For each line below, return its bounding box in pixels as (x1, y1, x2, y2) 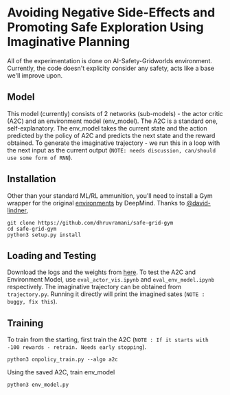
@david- (186, 199, 211, 207)
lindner (7, 206, 27, 214)
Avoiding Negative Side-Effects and (7, 5, 216, 21)
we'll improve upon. (7, 71, 63, 80)
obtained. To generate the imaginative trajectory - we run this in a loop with (7, 139, 220, 147)
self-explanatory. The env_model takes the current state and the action (7, 124, 207, 132)
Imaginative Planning (7, 34, 130, 49)
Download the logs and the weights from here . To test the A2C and (7, 268, 196, 276)
